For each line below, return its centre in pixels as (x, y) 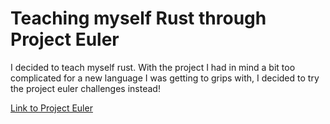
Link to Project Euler (51, 108)
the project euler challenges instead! (85, 88)
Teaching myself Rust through (138, 18)
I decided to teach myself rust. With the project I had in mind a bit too (153, 67)
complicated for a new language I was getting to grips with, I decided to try (165, 78)
